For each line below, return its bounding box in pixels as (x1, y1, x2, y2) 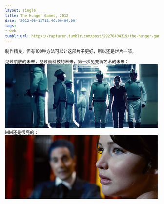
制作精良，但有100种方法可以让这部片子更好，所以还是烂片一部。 (5, 48, 137, 54)
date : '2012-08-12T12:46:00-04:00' (5, 18, 78, 23)
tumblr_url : (5, 34, 29, 39)
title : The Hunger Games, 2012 (5, 13, 69, 18)
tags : (5, 23, 16, 28)
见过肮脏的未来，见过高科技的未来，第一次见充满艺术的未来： (5, 59, 129, 64)
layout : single (5, 8, 36, 13)
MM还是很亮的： (5, 129, 39, 135)
